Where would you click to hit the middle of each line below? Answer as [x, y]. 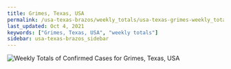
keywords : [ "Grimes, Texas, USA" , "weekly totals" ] [82, 32]
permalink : [23, 20]
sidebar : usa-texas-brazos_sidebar [58, 39]
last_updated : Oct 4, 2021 [46, 26]
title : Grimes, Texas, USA [46, 13]
